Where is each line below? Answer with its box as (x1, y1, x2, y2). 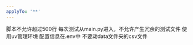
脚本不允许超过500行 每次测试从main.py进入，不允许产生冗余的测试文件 (6, 25, 181, 32)
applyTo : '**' (6, 8, 41, 15)
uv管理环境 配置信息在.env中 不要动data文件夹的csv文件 (11, 33, 148, 40)
